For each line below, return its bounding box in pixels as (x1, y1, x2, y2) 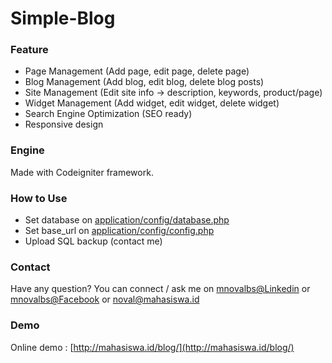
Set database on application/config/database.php (24, 214, 230, 226)
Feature (10, 43, 49, 57)
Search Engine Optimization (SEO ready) (24, 108, 193, 120)
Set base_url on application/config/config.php (24, 225, 215, 237)
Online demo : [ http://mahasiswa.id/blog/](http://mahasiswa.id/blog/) (10, 341, 295, 353)
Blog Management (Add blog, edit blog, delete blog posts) (24, 76, 265, 88)
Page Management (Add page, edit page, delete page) (24, 65, 250, 77)
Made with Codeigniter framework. (10, 166, 154, 178)
